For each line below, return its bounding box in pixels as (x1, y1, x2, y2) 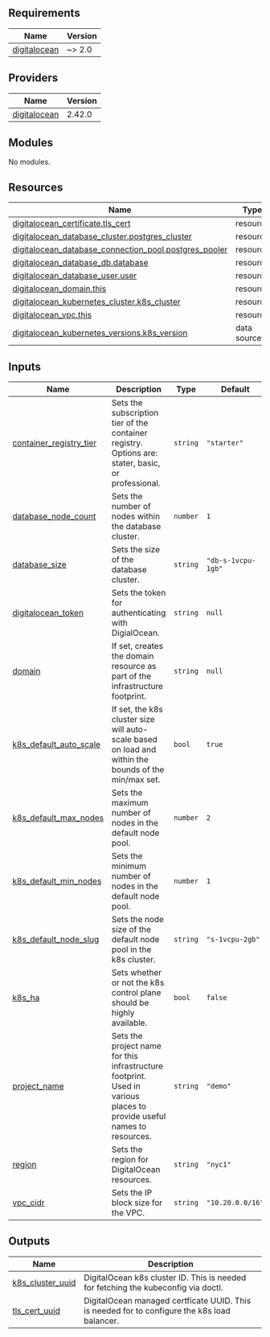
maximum (111, 798, 149, 809)
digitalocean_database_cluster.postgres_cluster (12, 231, 193, 242)
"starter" (206, 438, 243, 448)
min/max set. (111, 774, 161, 785)
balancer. (84, 1314, 120, 1326)
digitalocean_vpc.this (12, 310, 92, 321)
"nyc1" (206, 1160, 231, 1169)
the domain (111, 650, 154, 662)
